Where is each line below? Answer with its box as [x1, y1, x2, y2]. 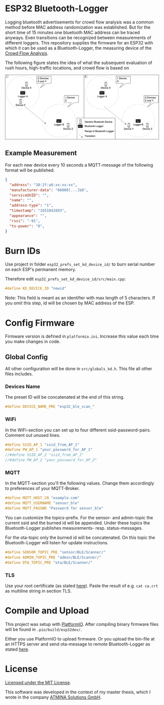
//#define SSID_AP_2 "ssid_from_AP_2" [5, 452, 84, 457]
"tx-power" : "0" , [9, 223, 45, 229]
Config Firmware [5, 317, 75, 328]
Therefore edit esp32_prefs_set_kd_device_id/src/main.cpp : [5, 276, 126, 282]
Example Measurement [5, 149, 77, 157]
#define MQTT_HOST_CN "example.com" [5, 495, 80, 501]
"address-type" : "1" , [9, 203, 54, 208]
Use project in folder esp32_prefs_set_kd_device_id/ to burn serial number [5, 261, 155, 267]
